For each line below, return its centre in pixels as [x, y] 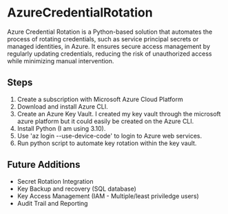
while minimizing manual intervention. [61, 61]
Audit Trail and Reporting [52, 203]
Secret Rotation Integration [55, 181]
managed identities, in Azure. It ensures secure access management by [109, 46]
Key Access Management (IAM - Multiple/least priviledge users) [108, 196]
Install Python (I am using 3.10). [61, 128]
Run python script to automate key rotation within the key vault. [107, 143]
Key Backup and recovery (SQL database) [76, 189]
